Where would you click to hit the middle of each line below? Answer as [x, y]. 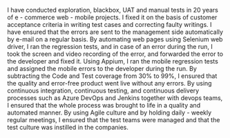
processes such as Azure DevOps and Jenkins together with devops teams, [115, 98]
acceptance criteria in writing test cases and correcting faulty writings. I [109, 24]
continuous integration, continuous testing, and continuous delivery [103, 90]
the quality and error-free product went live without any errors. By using [109, 83]
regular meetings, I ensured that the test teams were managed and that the [114, 120]
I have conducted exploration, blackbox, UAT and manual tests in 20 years [113, 10]
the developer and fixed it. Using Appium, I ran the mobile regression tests [113, 61]
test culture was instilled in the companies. [68, 127]
